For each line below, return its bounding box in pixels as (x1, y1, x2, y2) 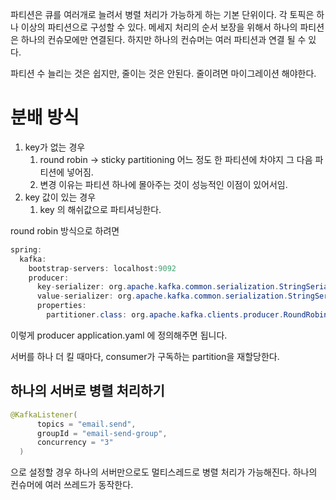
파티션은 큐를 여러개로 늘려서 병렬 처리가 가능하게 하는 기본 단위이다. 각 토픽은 (10, 9, 315, 20)
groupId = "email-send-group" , (36, 428, 168, 438)
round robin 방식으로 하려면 (10, 224, 120, 237)
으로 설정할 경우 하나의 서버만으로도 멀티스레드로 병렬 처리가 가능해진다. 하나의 (10, 466, 318, 478)
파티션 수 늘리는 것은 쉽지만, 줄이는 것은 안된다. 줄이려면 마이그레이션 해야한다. (10, 68, 317, 79)
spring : (10, 244, 43, 255)
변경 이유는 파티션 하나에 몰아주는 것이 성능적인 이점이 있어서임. (39, 178, 288, 190)
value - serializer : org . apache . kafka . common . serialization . (36, 291, 288, 302)
